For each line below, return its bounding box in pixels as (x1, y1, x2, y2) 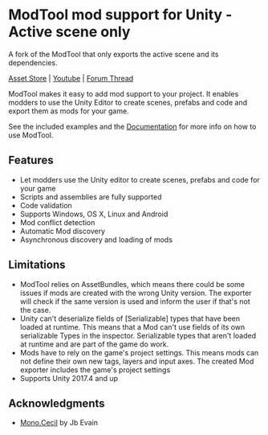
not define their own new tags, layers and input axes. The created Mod (19, 356, 254, 366)
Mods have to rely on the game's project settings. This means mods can (19, 347, 259, 357)
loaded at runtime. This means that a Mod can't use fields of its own (19, 322, 246, 331)
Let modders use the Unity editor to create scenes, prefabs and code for (19, 174, 261, 184)
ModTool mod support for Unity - (8, 6, 233, 24)
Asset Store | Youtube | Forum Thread (8, 73, 134, 83)
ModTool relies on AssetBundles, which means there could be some (19, 279, 245, 289)
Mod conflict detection (19, 217, 95, 227)
